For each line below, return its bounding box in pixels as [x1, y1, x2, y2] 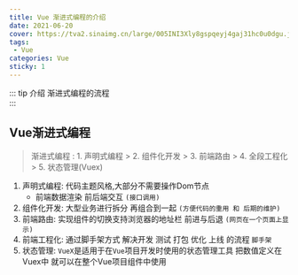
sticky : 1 [9, 63, 46, 72]
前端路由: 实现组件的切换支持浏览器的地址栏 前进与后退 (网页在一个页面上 [21, 213, 282, 224]
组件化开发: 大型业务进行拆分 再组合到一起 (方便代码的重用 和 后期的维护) [21, 202, 281, 213]
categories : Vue [9, 54, 69, 63]
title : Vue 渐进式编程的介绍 [9, 12, 106, 22]
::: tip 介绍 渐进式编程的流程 [9, 88, 110, 98]
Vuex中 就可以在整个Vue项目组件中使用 [21, 256, 167, 266]
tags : [9, 37, 29, 47]
